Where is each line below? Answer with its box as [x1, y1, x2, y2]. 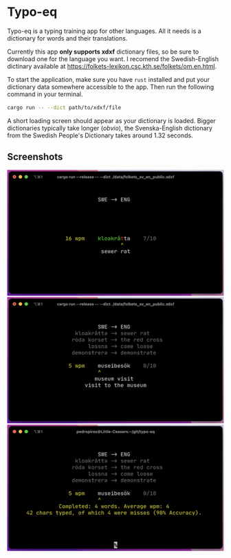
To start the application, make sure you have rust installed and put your [7, 75, 210, 83]
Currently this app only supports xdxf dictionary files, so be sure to [7, 47, 199, 56]
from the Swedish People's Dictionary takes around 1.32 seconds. [7, 131, 194, 139]
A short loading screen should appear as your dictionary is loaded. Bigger [7, 116, 217, 124]
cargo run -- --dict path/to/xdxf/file [7, 104, 122, 111]
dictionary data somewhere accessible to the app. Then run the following [7, 82, 214, 91]
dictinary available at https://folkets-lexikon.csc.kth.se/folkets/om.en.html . [7, 62, 217, 70]
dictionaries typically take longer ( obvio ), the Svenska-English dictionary [7, 124, 213, 132]
